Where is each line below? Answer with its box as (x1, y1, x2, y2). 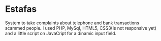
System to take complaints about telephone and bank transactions (5, 20, 139, 26)
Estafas (5, 3, 37, 15)
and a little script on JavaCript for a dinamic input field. (5, 30, 117, 36)
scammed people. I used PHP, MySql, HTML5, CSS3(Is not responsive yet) (5, 25, 157, 31)
